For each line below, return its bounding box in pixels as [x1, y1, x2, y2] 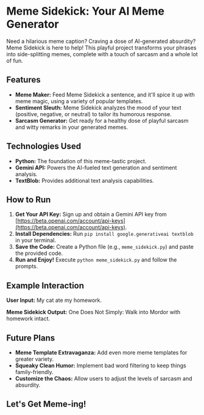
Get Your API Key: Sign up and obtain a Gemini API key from [15, 211, 167, 218]
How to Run [6, 194, 51, 205]
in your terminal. [15, 237, 57, 244]
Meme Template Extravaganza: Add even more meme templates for [15, 349, 188, 356]
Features [6, 75, 41, 85]
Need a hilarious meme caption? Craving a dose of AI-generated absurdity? [6, 37, 196, 45]
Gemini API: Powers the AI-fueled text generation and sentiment [15, 164, 177, 171]
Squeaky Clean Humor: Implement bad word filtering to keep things [15, 362, 187, 369]
